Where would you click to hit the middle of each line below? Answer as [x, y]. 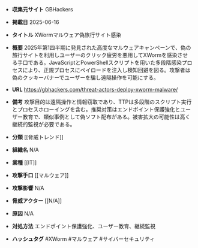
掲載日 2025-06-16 [35, 22]
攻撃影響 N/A [28, 188]
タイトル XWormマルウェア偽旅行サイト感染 [67, 35]
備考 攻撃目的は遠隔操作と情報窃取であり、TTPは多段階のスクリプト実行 [102, 102]
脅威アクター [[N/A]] [37, 201]
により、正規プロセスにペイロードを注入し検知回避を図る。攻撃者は [106, 70]
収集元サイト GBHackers [42, 9]
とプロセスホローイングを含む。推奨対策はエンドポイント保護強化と [96, 109]
